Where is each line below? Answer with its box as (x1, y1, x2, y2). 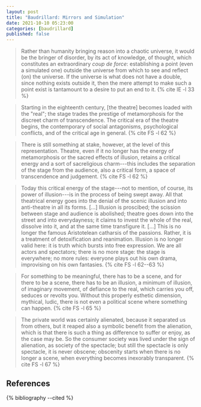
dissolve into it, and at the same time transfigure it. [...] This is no (20, 223, 181, 230)
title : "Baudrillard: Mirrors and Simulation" (6, 14, 125, 20)
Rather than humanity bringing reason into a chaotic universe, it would (20, 47, 195, 55)
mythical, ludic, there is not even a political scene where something (20, 298, 188, 306)
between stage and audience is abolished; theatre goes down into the (20, 210, 194, 217)
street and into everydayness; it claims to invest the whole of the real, (20, 217, 193, 224)
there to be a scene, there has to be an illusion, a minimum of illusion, (20, 279, 193, 286)
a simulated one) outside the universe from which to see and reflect (20, 67, 188, 74)
